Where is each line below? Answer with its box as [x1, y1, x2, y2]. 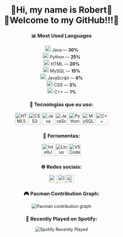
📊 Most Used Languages [31, 33, 92, 39]
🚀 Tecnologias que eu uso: [29, 101, 94, 108]
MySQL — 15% [50, 68, 81, 74]
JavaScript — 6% [47, 75, 83, 81]
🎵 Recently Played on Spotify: [25, 215, 98, 222]
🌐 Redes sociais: [41, 164, 82, 170]
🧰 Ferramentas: [42, 132, 81, 139]
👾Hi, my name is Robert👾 [10, 4, 113, 16]
